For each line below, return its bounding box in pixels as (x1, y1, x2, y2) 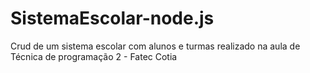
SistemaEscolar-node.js (10, 7, 215, 30)
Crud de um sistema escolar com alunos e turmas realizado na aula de (10, 40, 301, 52)
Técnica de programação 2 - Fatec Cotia (10, 50, 178, 62)
